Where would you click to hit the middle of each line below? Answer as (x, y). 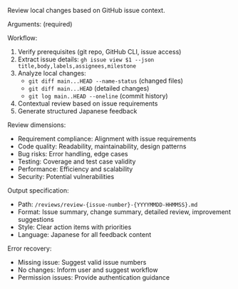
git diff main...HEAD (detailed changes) (89, 88)
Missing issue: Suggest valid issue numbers (82, 262)
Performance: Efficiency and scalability (75, 169)
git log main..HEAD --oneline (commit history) (98, 96)
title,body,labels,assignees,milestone (77, 66)
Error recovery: (30, 248)
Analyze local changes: (52, 73)
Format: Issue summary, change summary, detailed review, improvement (124, 212)
